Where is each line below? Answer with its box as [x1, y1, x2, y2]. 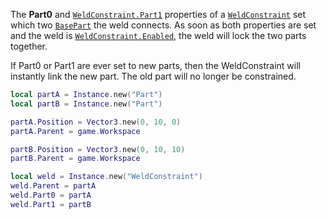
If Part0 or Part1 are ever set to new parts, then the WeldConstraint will [10, 60, 301, 71]
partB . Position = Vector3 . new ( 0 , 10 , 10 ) [10, 144, 186, 154]
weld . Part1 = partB [10, 199, 92, 209]
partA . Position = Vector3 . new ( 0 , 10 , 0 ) [10, 117, 182, 127]
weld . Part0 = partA [10, 190, 92, 200]
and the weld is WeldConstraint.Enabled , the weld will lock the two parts [10, 30, 307, 41]
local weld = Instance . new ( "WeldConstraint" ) [10, 172, 203, 182]
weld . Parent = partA [10, 181, 97, 191]
